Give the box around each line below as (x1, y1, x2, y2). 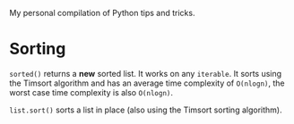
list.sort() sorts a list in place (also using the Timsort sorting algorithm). (9, 104, 282, 115)
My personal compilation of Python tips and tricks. (9, 8, 195, 18)
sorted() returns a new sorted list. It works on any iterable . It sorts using (9, 68, 282, 79)
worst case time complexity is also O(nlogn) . (9, 87, 173, 97)
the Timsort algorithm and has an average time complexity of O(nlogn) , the (9, 78, 285, 88)
